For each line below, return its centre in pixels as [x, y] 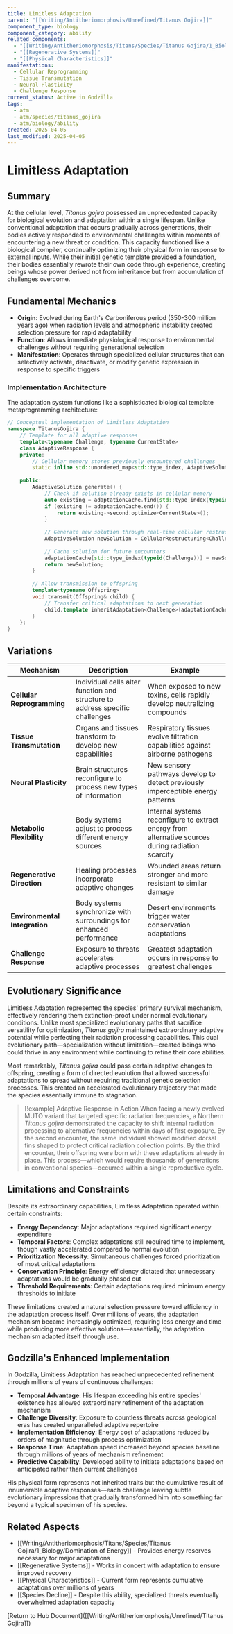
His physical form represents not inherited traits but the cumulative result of [115, 1483]
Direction [26, 884]
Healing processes [106, 870]
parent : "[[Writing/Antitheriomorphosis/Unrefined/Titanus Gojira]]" [110, 20]
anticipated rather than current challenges [77, 1469]
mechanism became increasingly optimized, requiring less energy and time [114, 1321]
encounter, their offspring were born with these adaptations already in [124, 1152]
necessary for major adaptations [64, 1558]
